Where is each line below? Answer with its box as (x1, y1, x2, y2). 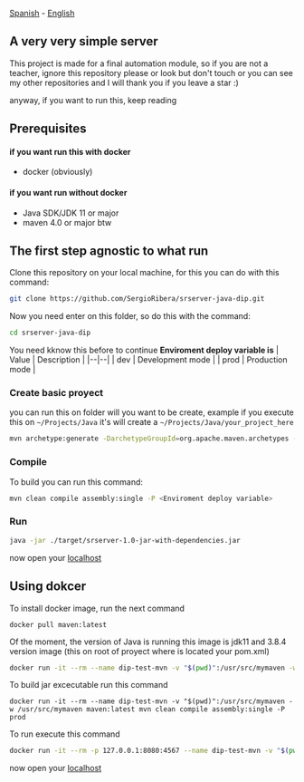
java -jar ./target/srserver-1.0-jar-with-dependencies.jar (9, 536, 242, 545)
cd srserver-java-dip (9, 328, 91, 338)
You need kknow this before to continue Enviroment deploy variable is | (9, 344, 279, 356)
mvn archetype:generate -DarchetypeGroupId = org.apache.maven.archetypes (9, 434, 290, 443)
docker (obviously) (22, 167, 93, 178)
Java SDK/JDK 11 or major (22, 208, 119, 218)
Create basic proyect (9, 387, 104, 400)
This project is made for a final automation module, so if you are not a (9, 58, 269, 69)
